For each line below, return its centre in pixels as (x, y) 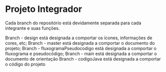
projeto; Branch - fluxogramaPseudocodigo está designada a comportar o (81, 48)
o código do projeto (25, 64)
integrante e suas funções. (33, 28)
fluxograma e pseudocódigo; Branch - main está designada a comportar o (81, 54)
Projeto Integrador (44, 9)
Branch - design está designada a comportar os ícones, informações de (79, 38)
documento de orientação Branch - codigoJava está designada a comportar (83, 59)
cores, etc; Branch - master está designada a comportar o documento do (80, 43)
